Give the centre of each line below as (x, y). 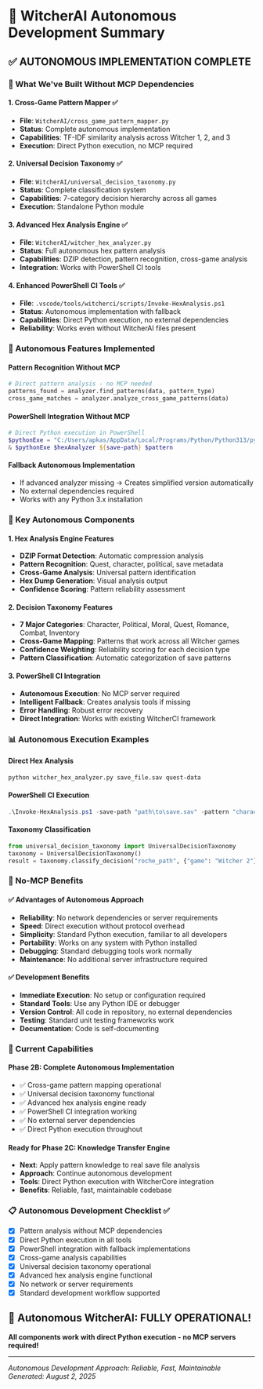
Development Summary (87, 33)
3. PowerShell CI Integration (54, 676)
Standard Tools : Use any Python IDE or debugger (99, 1003)
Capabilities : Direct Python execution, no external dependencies (124, 320)
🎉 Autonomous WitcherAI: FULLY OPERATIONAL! (130, 1318)
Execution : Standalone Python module (82, 206)
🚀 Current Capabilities (51, 1048)
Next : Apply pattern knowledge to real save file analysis (110, 1165)
